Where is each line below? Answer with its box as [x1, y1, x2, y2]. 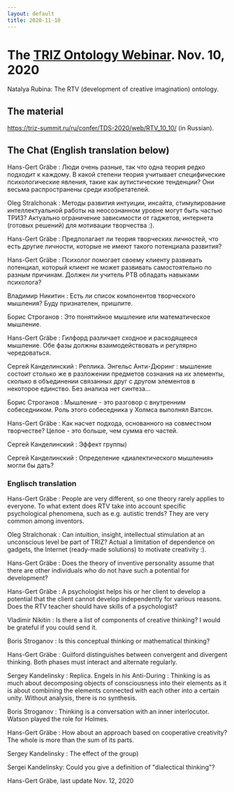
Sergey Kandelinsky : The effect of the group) [7, 749, 139, 758]
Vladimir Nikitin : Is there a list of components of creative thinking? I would [7, 616, 221, 624]
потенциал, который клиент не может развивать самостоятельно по [7, 264, 212, 272]
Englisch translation [7, 478, 77, 488]
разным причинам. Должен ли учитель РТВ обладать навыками [7, 271, 199, 279]
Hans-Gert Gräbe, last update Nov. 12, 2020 [7, 777, 134, 785]
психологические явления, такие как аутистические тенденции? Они [7, 178, 214, 186]
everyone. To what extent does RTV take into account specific [7, 502, 187, 510]
